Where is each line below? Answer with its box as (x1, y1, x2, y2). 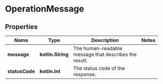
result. (73, 57, 88, 64)
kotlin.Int (39, 68, 61, 74)
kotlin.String (39, 51, 69, 57)
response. (73, 71, 96, 78)
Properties (5, 23, 38, 31)
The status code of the (73, 65, 125, 71)
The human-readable (73, 45, 123, 52)
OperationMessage (5, 3, 84, 14)
